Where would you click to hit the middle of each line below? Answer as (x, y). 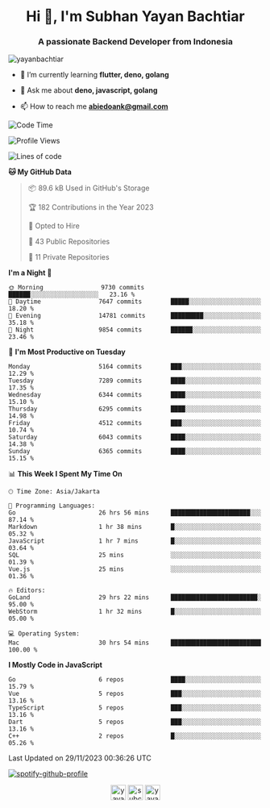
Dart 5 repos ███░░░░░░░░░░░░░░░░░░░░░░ (135, 722)
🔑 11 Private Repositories (69, 257)
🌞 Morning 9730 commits (77, 288)
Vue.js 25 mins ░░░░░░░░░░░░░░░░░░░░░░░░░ (135, 569)
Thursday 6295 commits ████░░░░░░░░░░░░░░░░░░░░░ (135, 409)
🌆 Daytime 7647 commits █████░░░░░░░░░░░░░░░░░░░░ (135, 302)
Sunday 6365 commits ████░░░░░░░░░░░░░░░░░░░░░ (135, 452)
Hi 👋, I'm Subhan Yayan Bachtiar (135, 17)
